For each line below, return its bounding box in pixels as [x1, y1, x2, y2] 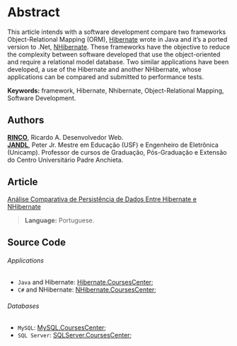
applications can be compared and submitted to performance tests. [7, 72, 204, 81]
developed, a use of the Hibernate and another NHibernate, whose [7, 65, 202, 73]
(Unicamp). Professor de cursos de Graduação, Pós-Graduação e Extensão [7, 148, 227, 156]
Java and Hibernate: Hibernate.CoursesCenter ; [17, 278, 154, 287]
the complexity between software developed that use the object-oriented [7, 50, 221, 59]
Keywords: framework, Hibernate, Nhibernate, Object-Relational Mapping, [7, 86, 224, 95]
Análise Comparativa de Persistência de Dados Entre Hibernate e [7, 195, 197, 203]
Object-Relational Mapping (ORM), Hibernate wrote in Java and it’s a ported [7, 35, 228, 43]
